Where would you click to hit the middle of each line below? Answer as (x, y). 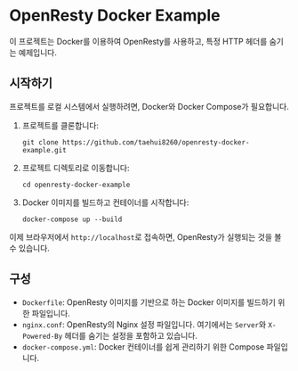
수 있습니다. (30, 248)
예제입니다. (38, 52)
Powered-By (42, 336)
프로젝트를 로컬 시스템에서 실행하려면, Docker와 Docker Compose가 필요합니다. (149, 106)
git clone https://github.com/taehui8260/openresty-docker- (136, 142)
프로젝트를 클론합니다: (60, 125)
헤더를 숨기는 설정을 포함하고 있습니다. (131, 335)
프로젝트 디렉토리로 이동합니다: (76, 168)
